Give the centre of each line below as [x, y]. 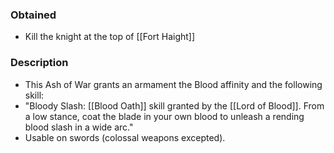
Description [39, 63]
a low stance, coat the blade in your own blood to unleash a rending [164, 116]
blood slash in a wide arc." [79, 127]
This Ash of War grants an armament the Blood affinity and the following [173, 84]
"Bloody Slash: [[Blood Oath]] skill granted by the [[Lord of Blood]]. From [174, 105]
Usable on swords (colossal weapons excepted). [125, 137]
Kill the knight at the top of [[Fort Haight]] [110, 37]
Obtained [33, 15]
